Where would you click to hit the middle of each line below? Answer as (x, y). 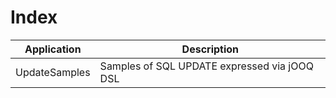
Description (210, 49)
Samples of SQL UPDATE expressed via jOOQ (206, 66)
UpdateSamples (53, 72)
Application (53, 49)
